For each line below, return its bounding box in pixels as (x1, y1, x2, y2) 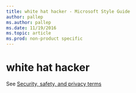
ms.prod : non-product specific (6, 36, 83, 42)
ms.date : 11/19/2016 (6, 25, 57, 31)
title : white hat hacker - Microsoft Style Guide (6, 8, 131, 15)
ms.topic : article (6, 30, 51, 36)
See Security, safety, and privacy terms (6, 80, 102, 87)
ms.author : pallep (6, 19, 51, 25)
